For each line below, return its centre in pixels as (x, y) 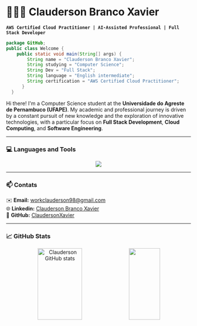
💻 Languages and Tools (41, 149)
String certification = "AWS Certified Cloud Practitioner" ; (103, 81)
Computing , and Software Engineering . (55, 128)
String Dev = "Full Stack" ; (61, 70)
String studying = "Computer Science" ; (76, 65)
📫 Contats (22, 185)
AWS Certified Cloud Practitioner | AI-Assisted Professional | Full (93, 28)
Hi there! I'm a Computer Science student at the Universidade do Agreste (95, 103)
